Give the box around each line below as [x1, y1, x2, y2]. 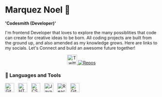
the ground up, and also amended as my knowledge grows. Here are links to [5, 40, 158, 45]
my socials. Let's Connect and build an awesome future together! [5, 45, 136, 51]
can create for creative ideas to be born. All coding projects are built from [5, 35, 152, 41]
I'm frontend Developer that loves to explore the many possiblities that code [5, 29, 157, 35]
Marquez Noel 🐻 [5, 4, 70, 15]
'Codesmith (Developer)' [5, 20, 56, 26]
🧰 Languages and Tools [5, 72, 61, 79]
